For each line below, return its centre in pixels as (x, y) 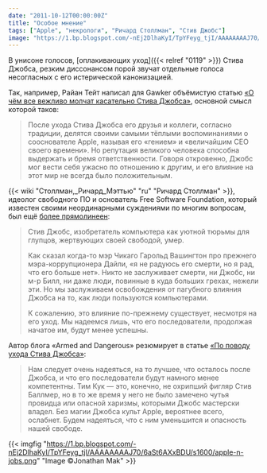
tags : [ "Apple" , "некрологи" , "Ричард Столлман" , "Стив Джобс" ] (117, 30)
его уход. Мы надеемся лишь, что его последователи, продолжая (140, 322)
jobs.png (23, 461)
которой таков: (34, 110)
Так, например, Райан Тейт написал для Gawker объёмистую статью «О (131, 93)
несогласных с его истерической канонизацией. (91, 77)
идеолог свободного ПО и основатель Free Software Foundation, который (133, 200)
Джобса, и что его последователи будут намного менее (123, 378)
